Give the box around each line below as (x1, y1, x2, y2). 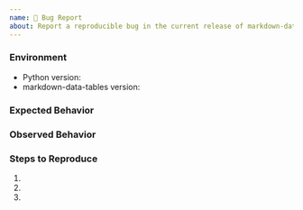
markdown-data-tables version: (22, 81, 141, 92)
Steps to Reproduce (9, 152, 98, 165)
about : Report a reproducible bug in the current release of (9, 22, 244, 31)
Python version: (22, 71, 81, 82)
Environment (9, 51, 68, 64)
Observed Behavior (9, 128, 96, 141)
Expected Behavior (9, 104, 95, 116)
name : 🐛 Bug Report (9, 13, 83, 23)
